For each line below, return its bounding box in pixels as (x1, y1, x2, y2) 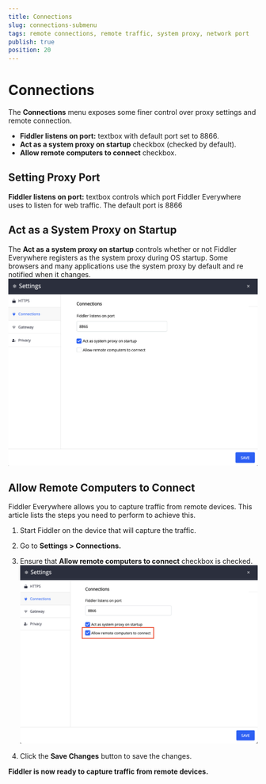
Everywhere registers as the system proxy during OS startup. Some (8, 253, 228, 262)
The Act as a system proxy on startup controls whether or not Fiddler (8, 244, 237, 253)
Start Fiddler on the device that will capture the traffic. (19, 526, 196, 535)
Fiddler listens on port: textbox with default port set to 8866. (19, 131, 219, 141)
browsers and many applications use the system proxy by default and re (8, 261, 244, 271)
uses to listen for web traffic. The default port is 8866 (8, 200, 183, 210)
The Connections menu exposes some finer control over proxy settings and (8, 108, 256, 117)
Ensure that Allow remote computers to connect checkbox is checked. (19, 557, 253, 566)
